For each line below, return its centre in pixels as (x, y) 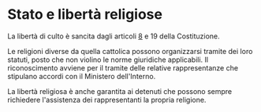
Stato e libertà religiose (85, 14)
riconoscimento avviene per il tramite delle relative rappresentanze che (123, 67)
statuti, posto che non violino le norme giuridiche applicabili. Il (108, 60)
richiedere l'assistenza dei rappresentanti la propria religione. (107, 99)
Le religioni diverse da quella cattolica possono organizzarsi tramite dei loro (130, 51)
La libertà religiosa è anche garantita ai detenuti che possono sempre (120, 91)
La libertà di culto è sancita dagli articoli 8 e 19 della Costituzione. (114, 36)
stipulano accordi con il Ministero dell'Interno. (82, 76)
